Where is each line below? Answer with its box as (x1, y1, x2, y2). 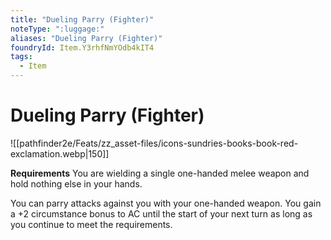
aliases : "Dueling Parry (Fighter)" (10, 33, 163, 43)
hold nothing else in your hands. (10, 177, 143, 190)
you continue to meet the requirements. (10, 218, 173, 230)
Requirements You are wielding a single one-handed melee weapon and (10, 167, 310, 179)
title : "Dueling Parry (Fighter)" (10, 14, 155, 25)
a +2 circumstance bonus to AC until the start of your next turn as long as (10, 207, 313, 220)
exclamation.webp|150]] (10, 147, 110, 160)
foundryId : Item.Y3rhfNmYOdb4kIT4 (10, 42, 155, 53)
